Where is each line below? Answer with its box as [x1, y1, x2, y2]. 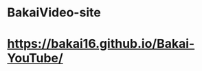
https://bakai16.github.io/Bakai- [7, 36, 195, 52]
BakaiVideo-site [7, 5, 101, 20]
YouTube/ [7, 51, 63, 66]
